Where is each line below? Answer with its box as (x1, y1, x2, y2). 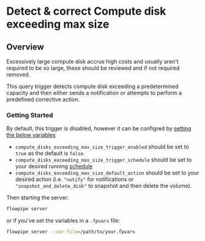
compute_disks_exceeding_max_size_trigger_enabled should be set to (15, 143, 190, 150)
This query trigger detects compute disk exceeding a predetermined (6, 83, 179, 90)
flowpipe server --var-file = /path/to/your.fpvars (6, 229, 136, 235)
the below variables (6, 132, 56, 139)
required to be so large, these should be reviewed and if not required (6, 64, 180, 72)
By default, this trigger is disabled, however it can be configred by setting (6, 125, 192, 132)
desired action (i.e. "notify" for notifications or (15, 176, 134, 183)
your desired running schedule (15, 163, 93, 170)
